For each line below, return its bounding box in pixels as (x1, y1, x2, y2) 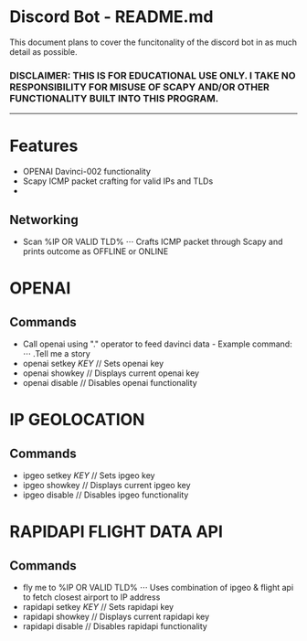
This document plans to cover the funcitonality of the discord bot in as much (9, 37, 298, 48)
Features (9, 135, 79, 156)
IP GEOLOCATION (9, 410, 145, 431)
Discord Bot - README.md (9, 6, 214, 27)
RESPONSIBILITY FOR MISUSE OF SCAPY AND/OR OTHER (9, 80, 270, 93)
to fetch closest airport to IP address (22, 592, 161, 603)
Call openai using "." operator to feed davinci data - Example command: (22, 338, 292, 349)
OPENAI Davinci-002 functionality (22, 166, 151, 177)
